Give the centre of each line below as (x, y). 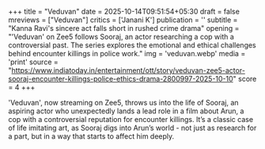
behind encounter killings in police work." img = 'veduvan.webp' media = (127, 53)
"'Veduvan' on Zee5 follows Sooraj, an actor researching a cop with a (121, 36)
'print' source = (34, 62)
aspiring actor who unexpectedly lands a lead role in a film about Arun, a (126, 111)
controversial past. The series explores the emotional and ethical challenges (132, 45)
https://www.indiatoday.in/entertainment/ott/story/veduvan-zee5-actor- (128, 70)
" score (245, 79)
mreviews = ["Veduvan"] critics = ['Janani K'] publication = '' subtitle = (123, 20)
